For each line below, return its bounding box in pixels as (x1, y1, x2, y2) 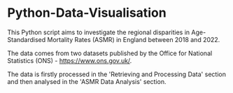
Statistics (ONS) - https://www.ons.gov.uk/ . (7, 56, 132, 64)
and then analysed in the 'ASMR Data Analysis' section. (7, 77, 167, 85)
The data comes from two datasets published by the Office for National (7, 49, 213, 57)
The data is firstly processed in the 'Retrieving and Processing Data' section (7, 70, 226, 78)
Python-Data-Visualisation (7, 5, 167, 21)
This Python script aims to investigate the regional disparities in (7, 28, 190, 36)
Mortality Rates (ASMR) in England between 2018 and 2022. (47, 35, 220, 43)
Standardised (7, 35, 46, 43)
